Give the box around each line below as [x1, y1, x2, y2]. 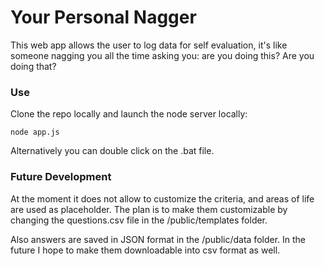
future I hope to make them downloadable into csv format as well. [10, 244, 281, 256]
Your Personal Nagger [10, 6, 197, 29]
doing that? [10, 60, 57, 72]
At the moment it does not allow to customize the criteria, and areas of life [10, 192, 315, 205]
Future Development [10, 170, 112, 184]
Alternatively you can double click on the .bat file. [10, 145, 215, 157]
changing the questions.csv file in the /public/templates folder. [10, 214, 268, 226]
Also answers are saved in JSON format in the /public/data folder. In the [10, 233, 307, 245]
